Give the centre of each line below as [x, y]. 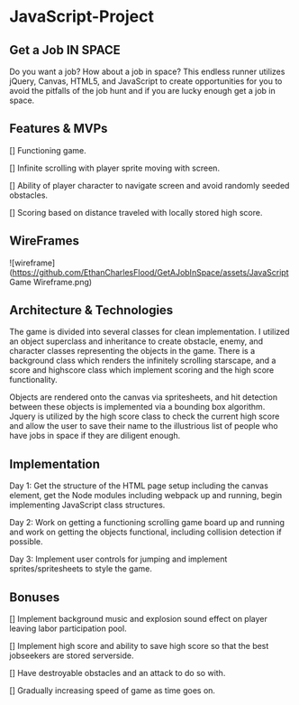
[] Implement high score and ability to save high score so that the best [139, 646]
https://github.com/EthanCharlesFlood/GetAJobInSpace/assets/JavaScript [150, 272]
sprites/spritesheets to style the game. [81, 569]
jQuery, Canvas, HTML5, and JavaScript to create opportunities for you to [146, 81]
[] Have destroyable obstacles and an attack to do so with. [118, 673]
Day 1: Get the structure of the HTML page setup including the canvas [139, 486]
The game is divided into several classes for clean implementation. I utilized [149, 332]
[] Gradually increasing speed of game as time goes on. [113, 691]
